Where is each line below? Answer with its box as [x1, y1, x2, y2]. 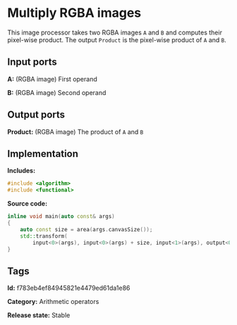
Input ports [7, 56, 58, 68]
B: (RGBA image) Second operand [7, 88, 107, 96]
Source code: [7, 199, 48, 208]
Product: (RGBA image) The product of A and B [7, 127, 144, 136]
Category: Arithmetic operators [7, 298, 99, 306]
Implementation [7, 148, 79, 160]
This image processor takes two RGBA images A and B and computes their [7, 28, 222, 37]
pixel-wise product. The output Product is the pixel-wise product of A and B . [7, 35, 227, 44]
